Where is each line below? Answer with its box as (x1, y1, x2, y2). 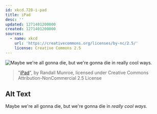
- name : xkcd (10, 36, 38, 41)
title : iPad (5, 12, 31, 17)
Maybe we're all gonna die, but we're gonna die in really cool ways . (5, 103, 147, 109)
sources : (5, 31, 24, 36)
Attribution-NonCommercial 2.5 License (17, 75, 102, 81)
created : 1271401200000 (5, 27, 56, 32)
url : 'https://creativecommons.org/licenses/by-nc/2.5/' (14, 41, 139, 46)
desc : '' (5, 17, 24, 22)
